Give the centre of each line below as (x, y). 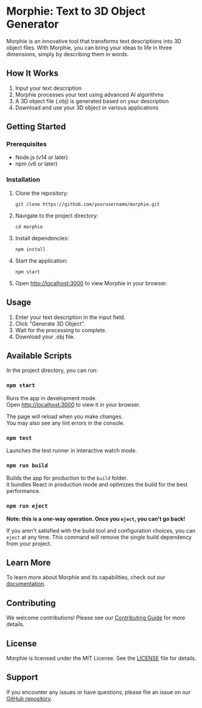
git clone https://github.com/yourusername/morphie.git (87, 204)
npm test (19, 438)
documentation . (26, 584)
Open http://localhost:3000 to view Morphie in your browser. (91, 283)
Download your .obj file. (45, 337)
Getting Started (36, 127)
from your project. (29, 543)
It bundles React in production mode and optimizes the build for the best (97, 484)
